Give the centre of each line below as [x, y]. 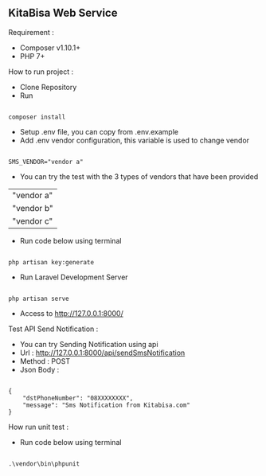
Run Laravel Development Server [74, 277]
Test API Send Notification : [53, 329]
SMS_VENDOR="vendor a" [46, 162]
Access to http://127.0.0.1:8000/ [71, 313]
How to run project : [41, 72]
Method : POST [45, 361]
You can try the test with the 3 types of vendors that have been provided [139, 176]
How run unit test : [39, 427]
